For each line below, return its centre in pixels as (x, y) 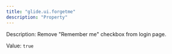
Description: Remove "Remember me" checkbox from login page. (86, 34)
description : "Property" (37, 17)
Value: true (20, 46)
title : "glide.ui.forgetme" (41, 12)
